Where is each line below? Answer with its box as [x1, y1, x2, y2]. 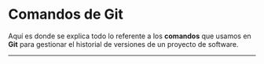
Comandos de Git [8, 5, 124, 23]
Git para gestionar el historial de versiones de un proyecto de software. [8, 39, 239, 48]
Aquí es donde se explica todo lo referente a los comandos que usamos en [8, 31, 251, 41]
